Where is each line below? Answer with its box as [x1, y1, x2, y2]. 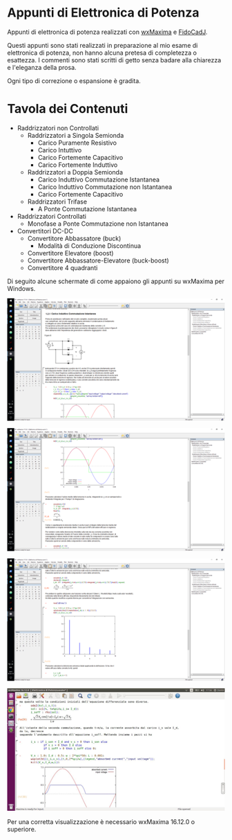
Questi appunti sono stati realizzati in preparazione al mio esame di [7, 41, 198, 49]
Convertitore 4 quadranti [27, 263, 98, 271]
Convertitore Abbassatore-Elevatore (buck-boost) [27, 256, 169, 265]
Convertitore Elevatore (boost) [27, 249, 114, 257]
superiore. [7, 825, 37, 834]
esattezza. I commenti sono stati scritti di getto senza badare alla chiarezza [7, 55, 222, 64]
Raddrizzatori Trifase [27, 197, 88, 206]
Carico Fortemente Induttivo [37, 161, 118, 169]
